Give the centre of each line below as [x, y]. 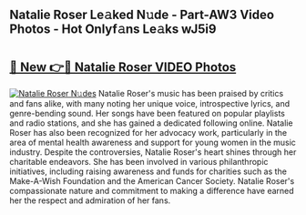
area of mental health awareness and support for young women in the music [153, 142]
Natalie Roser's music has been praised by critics [191, 93]
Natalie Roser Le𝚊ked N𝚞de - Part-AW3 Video [142, 15]
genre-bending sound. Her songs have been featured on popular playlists [147, 113]
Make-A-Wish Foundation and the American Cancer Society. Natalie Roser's [152, 181]
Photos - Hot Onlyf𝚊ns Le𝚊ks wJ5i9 [113, 30]
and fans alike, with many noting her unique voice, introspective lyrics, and [149, 103]
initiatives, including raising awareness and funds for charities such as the [148, 171]
